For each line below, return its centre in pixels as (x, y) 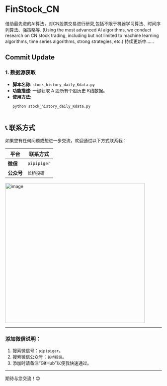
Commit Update (30, 58)
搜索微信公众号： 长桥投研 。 (40, 357)
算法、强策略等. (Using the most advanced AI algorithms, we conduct (80, 30)
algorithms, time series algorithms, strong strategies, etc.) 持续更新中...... (80, 41)
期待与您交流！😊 (23, 379)
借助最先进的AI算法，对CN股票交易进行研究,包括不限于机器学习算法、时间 (81, 23)
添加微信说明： (23, 339)
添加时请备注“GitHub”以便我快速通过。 (52, 363)
